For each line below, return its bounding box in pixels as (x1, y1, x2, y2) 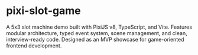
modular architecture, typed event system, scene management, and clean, (6, 29, 187, 36)
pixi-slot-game (6, 4, 81, 18)
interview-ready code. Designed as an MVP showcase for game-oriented (6, 36, 184, 43)
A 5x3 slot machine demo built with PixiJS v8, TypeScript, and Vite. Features (6, 23, 193, 30)
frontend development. (6, 42, 62, 49)
